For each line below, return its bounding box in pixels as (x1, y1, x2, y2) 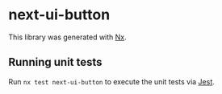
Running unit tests (8, 55, 103, 69)
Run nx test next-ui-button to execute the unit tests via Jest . (8, 76, 216, 86)
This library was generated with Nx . (8, 32, 127, 42)
